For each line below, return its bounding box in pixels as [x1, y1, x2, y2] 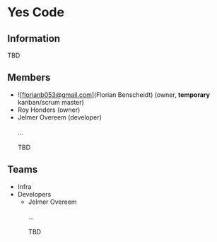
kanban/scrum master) [17, 98, 85, 106]
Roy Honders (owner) [17, 105, 81, 114]
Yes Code [7, 4, 65, 21]
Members [7, 71, 51, 83]
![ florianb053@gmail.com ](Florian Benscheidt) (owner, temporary [17, 90, 211, 99]
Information [7, 33, 61, 45]
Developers [17, 190, 52, 198]
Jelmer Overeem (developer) [17, 113, 102, 121]
